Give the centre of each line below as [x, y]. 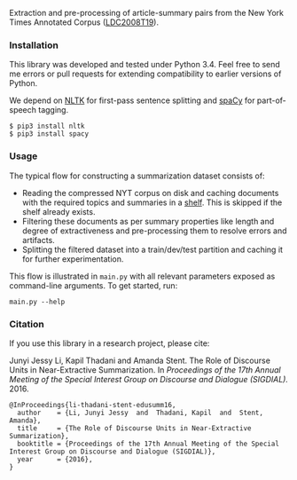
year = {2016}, [55, 459]
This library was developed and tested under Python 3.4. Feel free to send [145, 65]
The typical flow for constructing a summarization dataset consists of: [137, 176]
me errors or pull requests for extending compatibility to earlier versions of [145, 74]
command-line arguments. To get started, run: [94, 285]
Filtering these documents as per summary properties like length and [148, 221]
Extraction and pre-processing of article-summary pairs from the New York [146, 13]
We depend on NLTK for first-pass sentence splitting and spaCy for [132, 100]
